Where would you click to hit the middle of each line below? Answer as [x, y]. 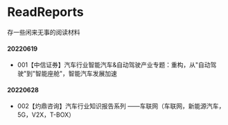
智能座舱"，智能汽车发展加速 [76, 74]
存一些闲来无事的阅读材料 [44, 32]
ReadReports [46, 12]
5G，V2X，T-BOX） [46, 115]
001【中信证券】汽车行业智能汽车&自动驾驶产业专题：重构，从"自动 [114, 65]
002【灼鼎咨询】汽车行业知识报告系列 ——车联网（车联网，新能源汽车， [121, 106]
